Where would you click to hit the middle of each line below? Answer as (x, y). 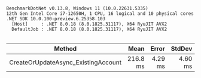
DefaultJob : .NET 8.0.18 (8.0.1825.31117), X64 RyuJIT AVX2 (89, 29)
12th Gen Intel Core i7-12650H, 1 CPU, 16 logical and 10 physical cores (100, 14)
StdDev (182, 49)
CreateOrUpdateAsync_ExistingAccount (65, 62)
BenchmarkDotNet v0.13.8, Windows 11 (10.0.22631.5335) (77, 8)
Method (65, 49)
